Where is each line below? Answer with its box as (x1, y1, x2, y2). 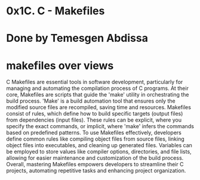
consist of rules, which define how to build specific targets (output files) (6, 110, 183, 117)
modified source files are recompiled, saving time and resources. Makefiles (6, 104, 191, 111)
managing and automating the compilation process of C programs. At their (6, 85, 189, 92)
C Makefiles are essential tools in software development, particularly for (6, 79, 183, 86)
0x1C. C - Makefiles (6, 4, 105, 18)
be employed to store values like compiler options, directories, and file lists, (6, 148, 192, 156)
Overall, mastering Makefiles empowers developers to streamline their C (6, 161, 184, 168)
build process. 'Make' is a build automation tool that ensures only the (6, 97, 176, 105)
